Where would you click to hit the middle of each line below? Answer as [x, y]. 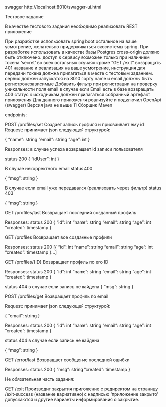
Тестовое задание [24, 17]
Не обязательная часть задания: [40, 379]
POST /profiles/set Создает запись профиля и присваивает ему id [75, 125]
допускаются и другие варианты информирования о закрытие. [72, 399]
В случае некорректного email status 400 [49, 169]
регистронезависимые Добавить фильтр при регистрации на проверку [81, 84]
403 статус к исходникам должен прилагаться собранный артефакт [78, 95]
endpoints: [16, 115]
